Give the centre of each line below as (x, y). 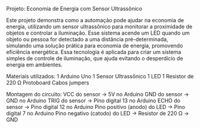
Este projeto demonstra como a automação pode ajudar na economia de (95, 20)
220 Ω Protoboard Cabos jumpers (48, 83)
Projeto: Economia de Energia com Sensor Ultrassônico (74, 9)
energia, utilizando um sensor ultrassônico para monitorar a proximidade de (99, 27)
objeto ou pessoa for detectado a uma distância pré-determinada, (87, 39)
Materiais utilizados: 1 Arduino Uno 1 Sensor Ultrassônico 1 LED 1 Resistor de (100, 76)
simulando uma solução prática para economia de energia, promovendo (95, 45)
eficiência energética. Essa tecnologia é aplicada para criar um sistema (94, 52)
